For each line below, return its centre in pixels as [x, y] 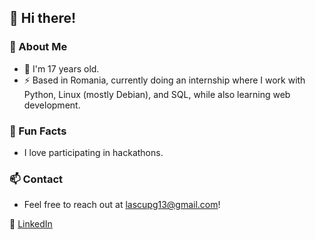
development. [52, 105]
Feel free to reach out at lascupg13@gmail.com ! [122, 205]
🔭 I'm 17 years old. [61, 68]
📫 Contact [36, 179]
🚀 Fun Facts [38, 131]
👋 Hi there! [43, 18]
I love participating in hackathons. [93, 152]
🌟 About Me [38, 47]
